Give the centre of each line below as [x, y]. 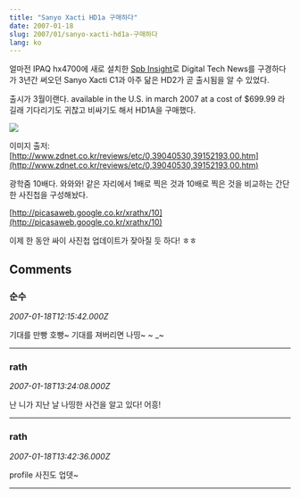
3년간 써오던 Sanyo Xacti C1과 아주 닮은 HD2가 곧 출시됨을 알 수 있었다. [144, 80]
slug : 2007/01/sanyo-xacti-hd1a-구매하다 [83, 34]
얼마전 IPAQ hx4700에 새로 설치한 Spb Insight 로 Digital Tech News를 [133, 69]
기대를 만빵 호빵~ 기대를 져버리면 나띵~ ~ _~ [87, 335]
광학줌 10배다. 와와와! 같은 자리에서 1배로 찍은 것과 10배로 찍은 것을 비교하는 [142, 184]
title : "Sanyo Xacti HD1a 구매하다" [74, 17]
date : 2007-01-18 [42, 26]
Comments [41, 269]
